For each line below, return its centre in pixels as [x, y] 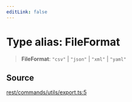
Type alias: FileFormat [63, 42]
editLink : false [27, 12]
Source [20, 77]
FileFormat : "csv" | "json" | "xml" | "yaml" [74, 59]
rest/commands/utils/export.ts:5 [47, 92]
